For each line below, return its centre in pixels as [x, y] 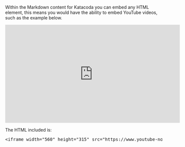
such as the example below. [34, 18]
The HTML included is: [28, 130]
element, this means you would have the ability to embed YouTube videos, [81, 12]
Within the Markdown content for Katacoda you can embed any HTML [77, 7]
